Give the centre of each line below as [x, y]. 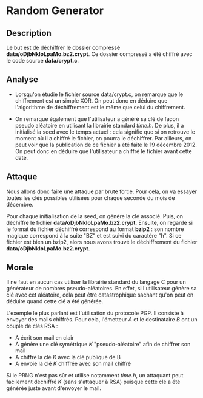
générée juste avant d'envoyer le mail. [54, 388]
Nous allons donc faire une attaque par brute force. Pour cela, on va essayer [101, 191]
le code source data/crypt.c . [42, 60]
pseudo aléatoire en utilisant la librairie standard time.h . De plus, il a [99, 125]
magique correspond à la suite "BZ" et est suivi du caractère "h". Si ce [94, 235]
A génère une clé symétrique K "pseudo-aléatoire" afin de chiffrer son [103, 345]
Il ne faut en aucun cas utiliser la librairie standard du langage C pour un [96, 282]
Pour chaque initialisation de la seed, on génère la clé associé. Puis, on [95, 216]
